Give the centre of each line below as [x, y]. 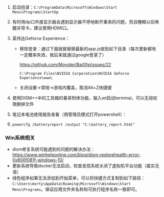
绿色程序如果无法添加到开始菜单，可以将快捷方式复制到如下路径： [79, 178]
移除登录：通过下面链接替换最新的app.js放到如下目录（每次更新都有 [88, 49]
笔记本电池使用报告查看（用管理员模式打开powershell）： [69, 114]
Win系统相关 [20, 137]
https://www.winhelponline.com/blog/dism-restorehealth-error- [76, 155]
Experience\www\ [36, 78]
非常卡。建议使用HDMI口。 [44, 28]
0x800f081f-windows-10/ [38, 160]
